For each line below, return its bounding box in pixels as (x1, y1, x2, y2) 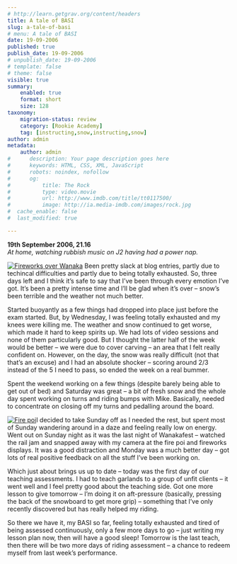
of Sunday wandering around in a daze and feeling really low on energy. (7, 423, 217, 432)
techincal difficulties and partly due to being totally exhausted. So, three (7, 269, 217, 277)
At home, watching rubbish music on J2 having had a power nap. (7, 247, 199, 256)
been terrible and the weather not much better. (7, 291, 144, 300)
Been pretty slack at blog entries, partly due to (84, 261, 220, 270)
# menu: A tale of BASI (7, 30, 78, 38)
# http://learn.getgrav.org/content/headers (7, 10, 141, 18)
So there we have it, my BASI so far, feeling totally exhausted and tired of (7, 518, 220, 526)
